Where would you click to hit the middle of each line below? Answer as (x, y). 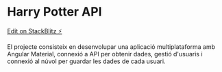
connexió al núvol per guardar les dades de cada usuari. (86, 61)
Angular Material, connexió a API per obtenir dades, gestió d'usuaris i (105, 54)
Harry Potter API (54, 12)
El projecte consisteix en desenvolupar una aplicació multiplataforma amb (111, 47)
